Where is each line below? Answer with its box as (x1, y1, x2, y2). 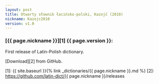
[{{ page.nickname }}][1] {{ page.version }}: (5, 38, 113, 44)
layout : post (5, 7, 32, 12)
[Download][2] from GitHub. (5, 58, 63, 64)
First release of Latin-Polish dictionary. (5, 48, 84, 54)
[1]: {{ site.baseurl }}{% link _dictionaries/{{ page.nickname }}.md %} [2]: (5, 68, 155, 74)
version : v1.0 (5, 21, 35, 26)
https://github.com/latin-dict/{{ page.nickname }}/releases (5, 73, 125, 79)
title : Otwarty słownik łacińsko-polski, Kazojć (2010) (5, 12, 123, 17)
